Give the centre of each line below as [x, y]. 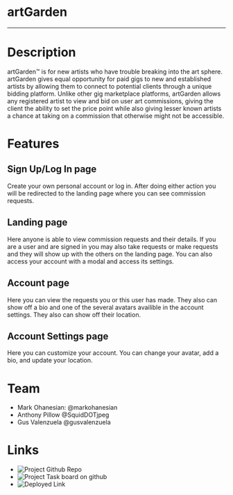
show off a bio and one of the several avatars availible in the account [105, 307]
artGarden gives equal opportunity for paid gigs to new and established [109, 79]
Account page [38, 283]
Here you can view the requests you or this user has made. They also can [112, 299]
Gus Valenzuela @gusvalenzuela [64, 422]
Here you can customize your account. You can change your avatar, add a [113, 353]
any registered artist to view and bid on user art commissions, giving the [110, 101]
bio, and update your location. [50, 361]
